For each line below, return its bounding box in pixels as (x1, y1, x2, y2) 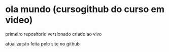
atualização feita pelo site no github (5, 40, 80, 46)
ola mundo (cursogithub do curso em (5, 4, 165, 15)
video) (5, 14, 33, 26)
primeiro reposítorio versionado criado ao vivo (5, 31, 102, 37)
